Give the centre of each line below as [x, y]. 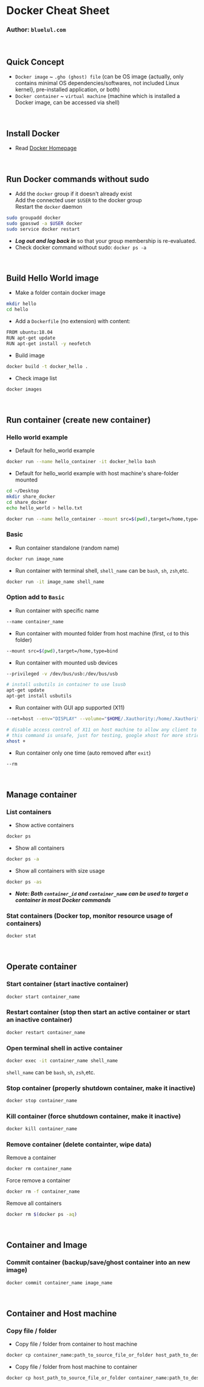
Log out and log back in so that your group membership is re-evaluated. [106, 240]
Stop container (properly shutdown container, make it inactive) [101, 1088]
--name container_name [35, 621]
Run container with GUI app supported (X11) [70, 708]
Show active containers [44, 825]
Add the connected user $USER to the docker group [78, 200]
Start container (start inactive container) [67, 984]
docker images [24, 389]
